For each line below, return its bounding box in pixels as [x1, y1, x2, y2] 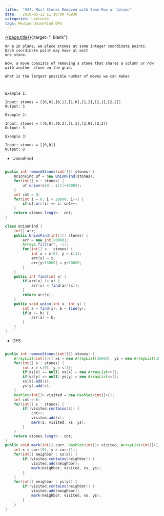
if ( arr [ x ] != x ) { [22, 278, 60, 284]
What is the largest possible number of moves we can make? [5, 74, 130, 79]
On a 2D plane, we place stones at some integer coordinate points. [5, 44, 147, 49]
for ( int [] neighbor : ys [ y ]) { [14, 479, 78, 484]
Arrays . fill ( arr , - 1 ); [22, 242, 69, 247]
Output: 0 [5, 147, 25, 152]
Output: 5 [5, 104, 25, 109]
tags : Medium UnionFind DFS [5, 21, 62, 26]
